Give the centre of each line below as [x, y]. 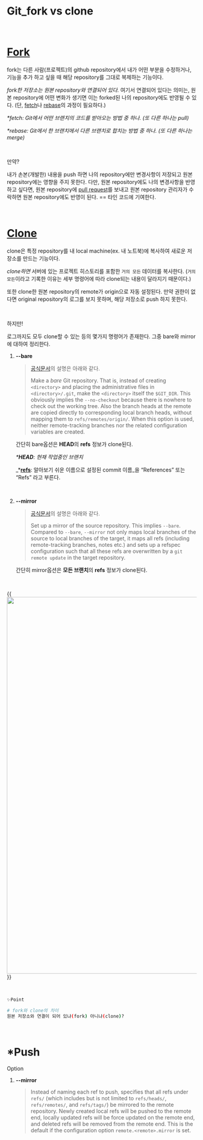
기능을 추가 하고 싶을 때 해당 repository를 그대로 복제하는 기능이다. [85, 77]
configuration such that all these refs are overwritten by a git [107, 551]
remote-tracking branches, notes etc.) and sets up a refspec [105, 544]
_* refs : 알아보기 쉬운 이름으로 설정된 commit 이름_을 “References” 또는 [100, 470]
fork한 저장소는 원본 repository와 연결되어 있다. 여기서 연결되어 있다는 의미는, [98, 90]
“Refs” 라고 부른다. [38, 477]
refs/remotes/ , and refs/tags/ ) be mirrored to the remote [102, 1105]
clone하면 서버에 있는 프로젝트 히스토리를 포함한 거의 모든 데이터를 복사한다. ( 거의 [101, 271]
